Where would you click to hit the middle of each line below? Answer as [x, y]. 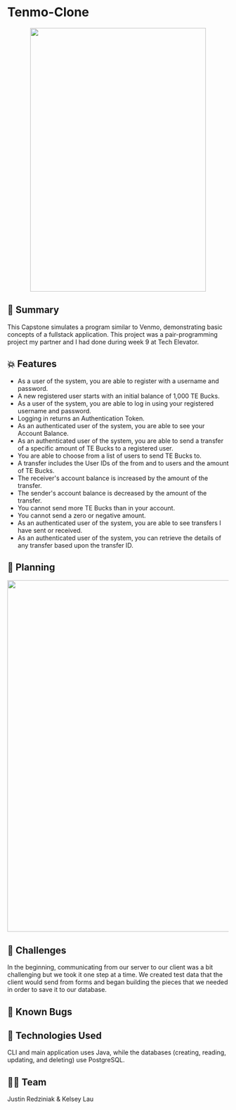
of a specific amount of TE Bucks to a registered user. [95, 448]
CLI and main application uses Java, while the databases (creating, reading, [117, 1052]
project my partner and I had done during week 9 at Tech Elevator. [103, 342]
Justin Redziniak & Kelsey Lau [51, 1099]
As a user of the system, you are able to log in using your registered [116, 403]
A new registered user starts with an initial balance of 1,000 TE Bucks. [118, 396]
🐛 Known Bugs [40, 1012]
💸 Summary [33, 310]
